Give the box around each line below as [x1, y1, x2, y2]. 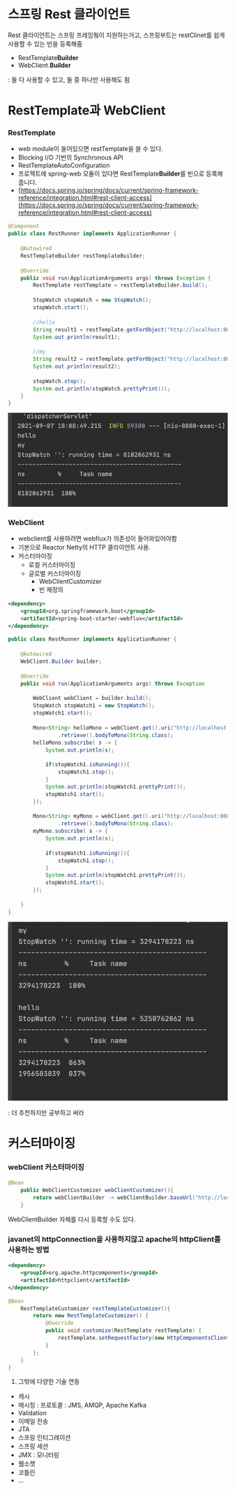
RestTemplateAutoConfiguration [17, 162, 110, 170]
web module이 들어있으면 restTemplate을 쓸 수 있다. [17, 145, 163, 153]
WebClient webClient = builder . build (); [33, 695, 152, 702]
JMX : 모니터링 [17, 1451, 60, 1459]
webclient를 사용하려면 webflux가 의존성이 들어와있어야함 [17, 534, 177, 543]
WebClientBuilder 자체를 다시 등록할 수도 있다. [8, 1215, 136, 1224]
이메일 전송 [17, 1417, 49, 1426]
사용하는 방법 [8, 1245, 50, 1254]
